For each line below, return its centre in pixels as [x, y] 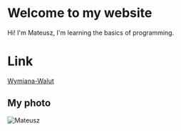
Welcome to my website [80, 13]
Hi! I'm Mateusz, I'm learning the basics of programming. [91, 33]
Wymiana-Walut [31, 81]
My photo [29, 103]
